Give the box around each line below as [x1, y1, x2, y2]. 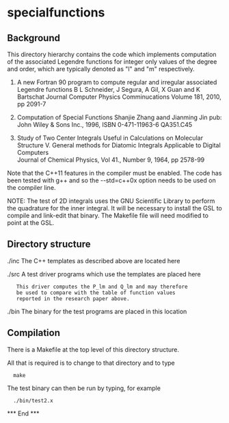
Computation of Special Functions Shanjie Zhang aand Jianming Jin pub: [16, 113, 222, 121]
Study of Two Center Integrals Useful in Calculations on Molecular [16, 134, 204, 142]
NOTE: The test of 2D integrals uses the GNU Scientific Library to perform [7, 197, 215, 205]
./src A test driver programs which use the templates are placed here [7, 269, 202, 278]
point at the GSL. [7, 219, 55, 227]
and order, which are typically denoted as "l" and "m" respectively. [7, 65, 195, 73]
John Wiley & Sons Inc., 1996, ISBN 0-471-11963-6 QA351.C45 [16, 121, 193, 128]
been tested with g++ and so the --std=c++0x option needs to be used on [7, 176, 217, 184]
